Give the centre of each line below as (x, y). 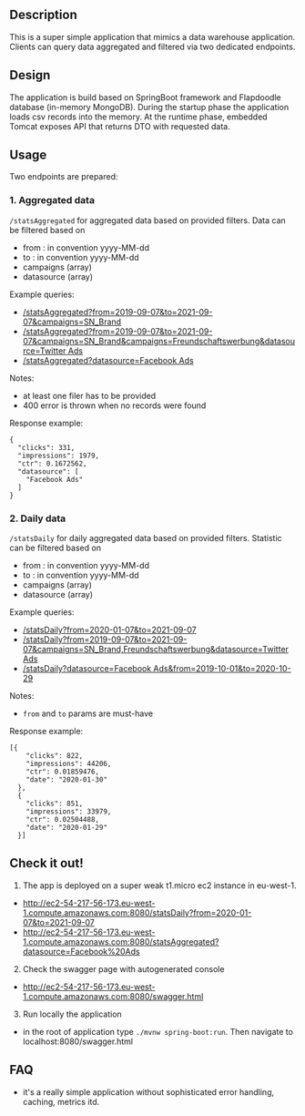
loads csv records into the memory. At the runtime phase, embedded (138, 117)
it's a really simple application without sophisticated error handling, (148, 1091)
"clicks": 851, (55, 804)
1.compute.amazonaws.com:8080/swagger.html (113, 996)
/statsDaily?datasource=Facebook (87, 669)
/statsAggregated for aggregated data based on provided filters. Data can (148, 220)
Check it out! (46, 863)
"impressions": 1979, (59, 456)
